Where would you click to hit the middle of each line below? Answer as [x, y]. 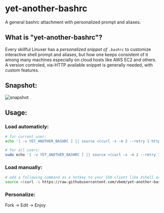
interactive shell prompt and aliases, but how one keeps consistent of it [77, 54]
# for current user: [26, 137]
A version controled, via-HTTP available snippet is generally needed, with [79, 65]
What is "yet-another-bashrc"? [54, 37]
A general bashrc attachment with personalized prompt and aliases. [73, 22]
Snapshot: [21, 85]
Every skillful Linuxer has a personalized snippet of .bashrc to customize [78, 49]
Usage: [16, 112]
